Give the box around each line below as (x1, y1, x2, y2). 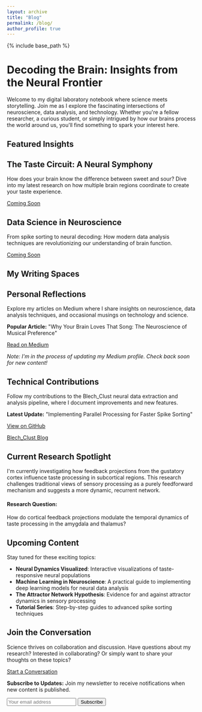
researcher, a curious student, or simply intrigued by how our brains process (7, 115, 196, 122)
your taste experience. (7, 188, 62, 196)
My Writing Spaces (7, 268, 80, 279)
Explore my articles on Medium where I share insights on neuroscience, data (7, 305, 195, 312)
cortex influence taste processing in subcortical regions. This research (7, 474, 182, 481)
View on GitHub (7, 423, 46, 430)
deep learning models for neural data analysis (15, 584, 129, 592)
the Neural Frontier (7, 76, 103, 90)
